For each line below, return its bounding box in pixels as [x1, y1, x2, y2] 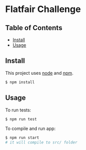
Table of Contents [5, 24, 63, 32]
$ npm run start [5, 135, 39, 140]
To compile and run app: [5, 125, 56, 131]
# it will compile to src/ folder [5, 140, 78, 145]
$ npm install [5, 79, 35, 85]
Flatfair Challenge [5, 4, 81, 15]
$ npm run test [5, 116, 37, 121]
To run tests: [5, 107, 31, 113]
